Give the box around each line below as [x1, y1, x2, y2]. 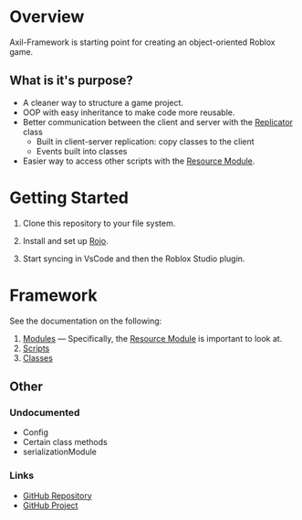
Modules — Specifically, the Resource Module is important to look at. [22, 333, 283, 344]
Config [22, 427, 48, 438]
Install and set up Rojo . [22, 235, 109, 246]
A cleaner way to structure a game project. [22, 97, 184, 108]
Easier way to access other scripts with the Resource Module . [22, 155, 255, 166]
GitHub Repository [22, 490, 93, 501]
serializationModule [22, 446, 98, 458]
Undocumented [9, 406, 80, 419]
